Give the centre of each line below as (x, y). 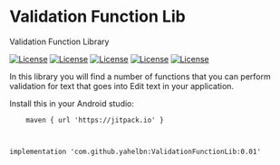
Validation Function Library (59, 41)
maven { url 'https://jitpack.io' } (95, 120)
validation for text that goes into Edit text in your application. (121, 86)
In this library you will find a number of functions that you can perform (140, 76)
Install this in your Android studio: (72, 103)
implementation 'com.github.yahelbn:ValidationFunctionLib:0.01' (135, 151)
